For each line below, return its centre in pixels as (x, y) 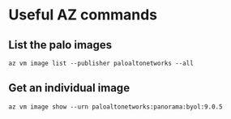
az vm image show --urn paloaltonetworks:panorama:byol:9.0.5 (115, 107)
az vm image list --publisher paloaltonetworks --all (101, 63)
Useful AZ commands (83, 15)
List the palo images (60, 45)
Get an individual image (69, 88)
